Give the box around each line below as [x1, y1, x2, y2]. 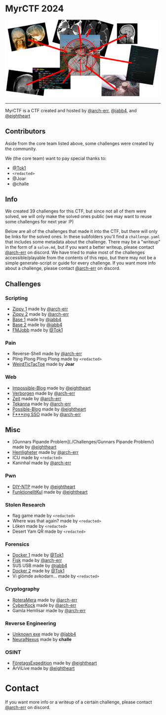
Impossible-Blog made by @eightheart [12, 385, 91, 391]
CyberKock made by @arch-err [12, 602, 77, 608]
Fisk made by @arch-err [12, 557, 62, 564]
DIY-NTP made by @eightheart [12, 484, 76, 490]
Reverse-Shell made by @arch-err [12, 351, 83, 357]
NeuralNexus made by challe [12, 636, 72, 642]
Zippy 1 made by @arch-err [12, 306, 68, 312]
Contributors [5, 127, 46, 136]
